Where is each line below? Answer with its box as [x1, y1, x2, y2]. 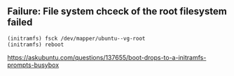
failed [7, 17, 33, 29]
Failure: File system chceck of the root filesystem [7, 6, 228, 17]
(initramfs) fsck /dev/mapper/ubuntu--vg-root [7, 35, 146, 42]
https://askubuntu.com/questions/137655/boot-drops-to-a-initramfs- [7, 53, 207, 61]
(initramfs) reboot [7, 41, 64, 48]
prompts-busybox [7, 61, 60, 69]
